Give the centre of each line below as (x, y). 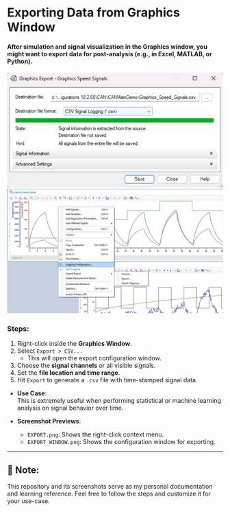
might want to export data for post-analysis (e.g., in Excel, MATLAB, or (110, 54)
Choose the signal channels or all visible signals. (86, 366)
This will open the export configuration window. (94, 358)
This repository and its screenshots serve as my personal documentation (110, 486)
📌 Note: (23, 470)
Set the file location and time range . (68, 373)
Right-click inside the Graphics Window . (74, 344)
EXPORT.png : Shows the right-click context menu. (95, 434)
